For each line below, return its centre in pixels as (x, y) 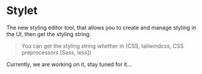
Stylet (22, 11)
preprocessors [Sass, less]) (56, 52)
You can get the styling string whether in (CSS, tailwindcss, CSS (103, 46)
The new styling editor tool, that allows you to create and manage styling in (101, 28)
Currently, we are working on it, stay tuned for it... (69, 64)
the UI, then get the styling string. (49, 34)
